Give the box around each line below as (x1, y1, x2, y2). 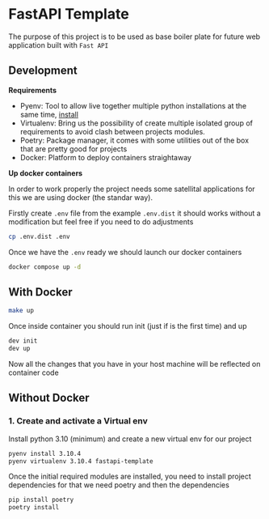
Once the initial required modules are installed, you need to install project (8, 471, 252, 482)
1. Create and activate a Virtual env (8, 415, 148, 427)
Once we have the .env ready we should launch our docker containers (8, 247, 242, 257)
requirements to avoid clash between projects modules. (19, 126, 206, 136)
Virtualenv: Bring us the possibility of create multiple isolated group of (19, 118, 253, 128)
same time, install (19, 109, 79, 119)
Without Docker (8, 391, 90, 405)
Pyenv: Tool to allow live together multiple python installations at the (19, 100, 247, 110)
